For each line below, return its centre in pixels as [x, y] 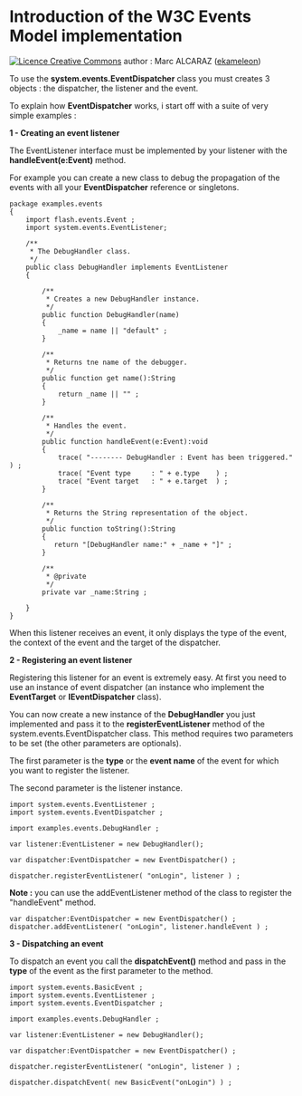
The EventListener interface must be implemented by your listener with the [148, 150]
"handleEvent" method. [53, 902]
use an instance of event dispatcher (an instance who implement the [137, 687]
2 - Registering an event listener [71, 659]
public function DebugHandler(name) [111, 314]
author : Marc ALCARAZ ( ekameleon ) [192, 61]
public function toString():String [109, 529]
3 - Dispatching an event [57, 943]
